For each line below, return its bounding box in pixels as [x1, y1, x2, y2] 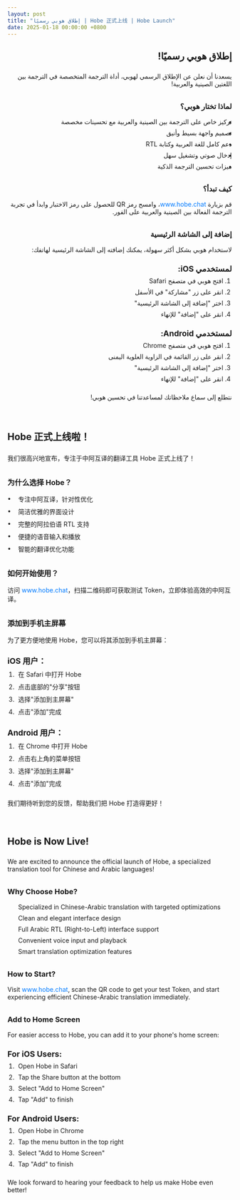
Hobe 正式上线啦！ [7, 431, 90, 443]
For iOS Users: [7, 1049, 63, 1059]
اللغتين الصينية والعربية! [170, 79, 232, 88]
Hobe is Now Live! [7, 835, 89, 847]
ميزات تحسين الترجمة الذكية [157, 162, 232, 170]
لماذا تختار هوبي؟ [180, 101, 232, 111]
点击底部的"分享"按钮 [17, 682, 80, 691]
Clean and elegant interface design [18, 913, 121, 922]
